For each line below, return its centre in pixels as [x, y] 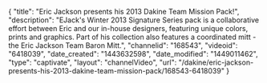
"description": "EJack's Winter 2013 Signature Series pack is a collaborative [133, 20]
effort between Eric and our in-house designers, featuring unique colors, [128, 28]
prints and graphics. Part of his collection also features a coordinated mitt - [132, 37]
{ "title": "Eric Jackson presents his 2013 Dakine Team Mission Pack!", [124, 12]
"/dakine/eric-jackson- [216, 62]
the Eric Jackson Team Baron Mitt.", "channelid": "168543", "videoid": [123, 45]
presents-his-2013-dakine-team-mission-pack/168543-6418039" [116, 71]
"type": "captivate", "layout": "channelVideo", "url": [93, 62]
